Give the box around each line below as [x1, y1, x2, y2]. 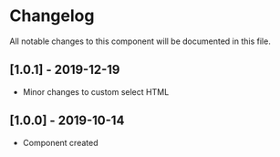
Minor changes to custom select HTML [22, 86, 170, 97]
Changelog [9, 5, 95, 26]
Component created [22, 137, 99, 148]
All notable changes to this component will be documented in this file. [9, 36, 271, 47]
